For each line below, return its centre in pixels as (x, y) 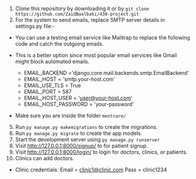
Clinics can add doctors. (45, 158)
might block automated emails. (52, 62)
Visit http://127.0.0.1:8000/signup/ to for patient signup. (82, 146)
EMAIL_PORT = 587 (48, 92)
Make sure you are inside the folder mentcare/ (70, 115)
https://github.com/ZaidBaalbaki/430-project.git (77, 14)
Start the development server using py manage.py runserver (87, 140)
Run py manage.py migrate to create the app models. (79, 133)
